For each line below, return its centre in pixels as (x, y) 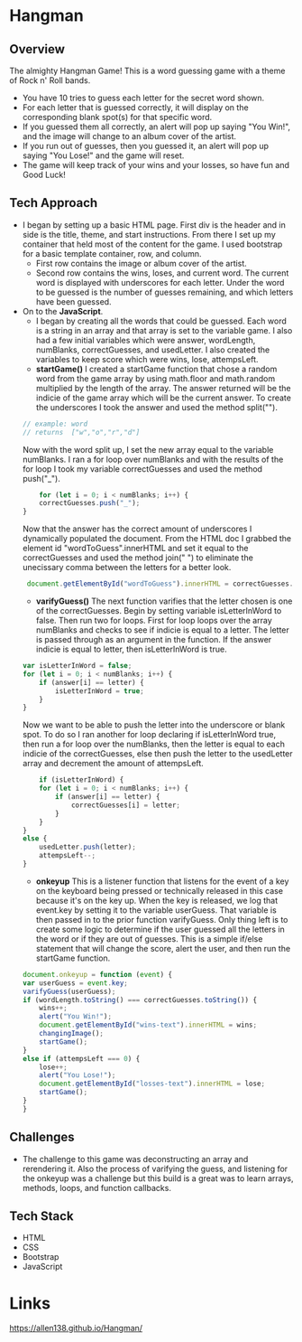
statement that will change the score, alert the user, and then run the (163, 948)
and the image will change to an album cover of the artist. (129, 136)
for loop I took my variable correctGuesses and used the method (142, 469)
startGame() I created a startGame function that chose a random (156, 369)
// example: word (55, 424)
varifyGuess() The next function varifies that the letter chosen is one (164, 601)
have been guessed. (73, 301)
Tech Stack (41, 1216)
